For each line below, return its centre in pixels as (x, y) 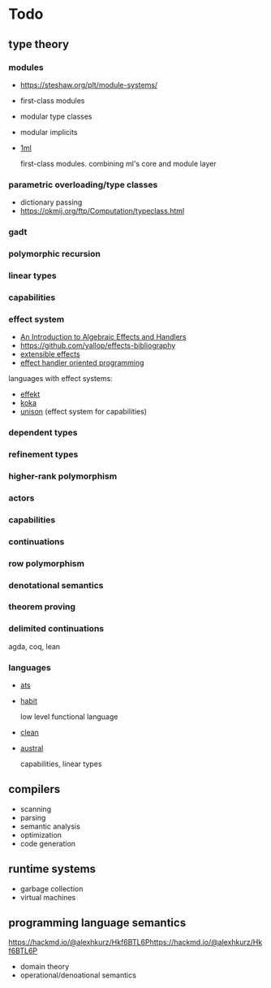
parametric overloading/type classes (83, 184)
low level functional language (69, 717)
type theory (39, 44)
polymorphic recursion (55, 254)
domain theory (45, 967)
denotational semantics (56, 585)
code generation (47, 843)
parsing (33, 817)
